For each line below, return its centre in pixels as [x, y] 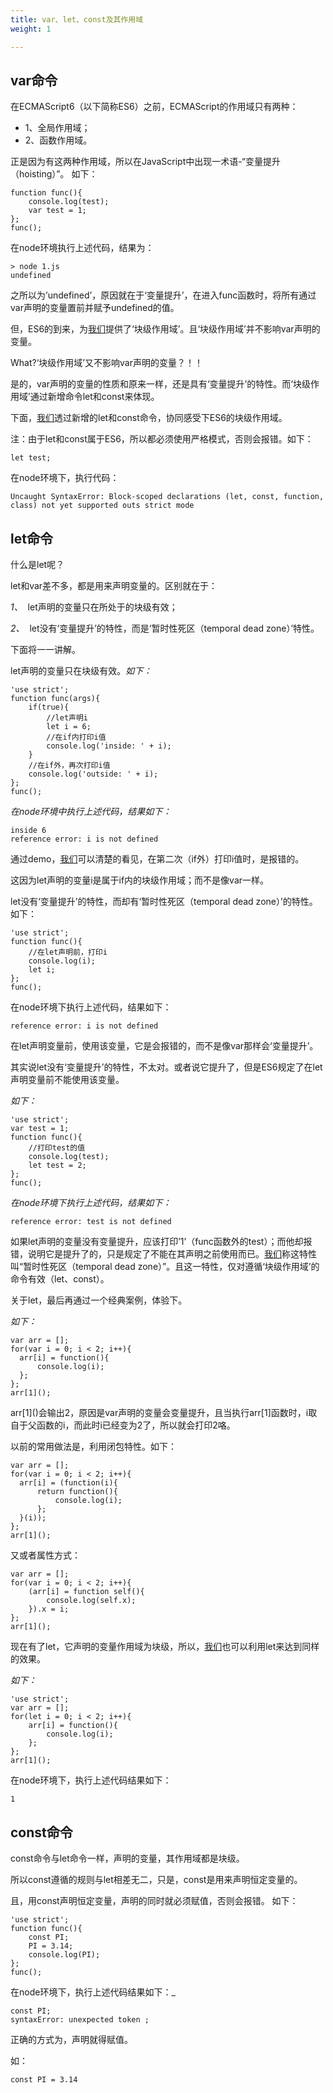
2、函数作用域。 [58, 140]
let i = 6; [69, 727]
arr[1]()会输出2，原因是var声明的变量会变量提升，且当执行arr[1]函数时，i [159, 1413]
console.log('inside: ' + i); [109, 746]
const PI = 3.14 [44, 2079]
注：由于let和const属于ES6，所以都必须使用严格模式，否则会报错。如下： [162, 439]
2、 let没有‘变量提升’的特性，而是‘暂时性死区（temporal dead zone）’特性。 [165, 628]
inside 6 [28, 831]
